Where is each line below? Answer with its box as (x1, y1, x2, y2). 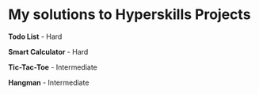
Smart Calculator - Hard (8, 47, 89, 56)
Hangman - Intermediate (8, 78, 90, 87)
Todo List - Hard (8, 32, 63, 41)
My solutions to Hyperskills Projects (8, 6, 251, 24)
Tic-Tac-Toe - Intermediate (8, 62, 97, 72)
